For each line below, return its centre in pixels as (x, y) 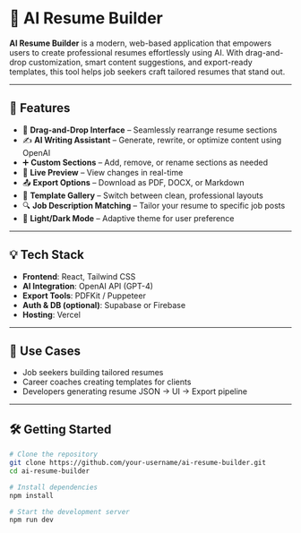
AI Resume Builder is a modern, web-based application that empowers (140, 43)
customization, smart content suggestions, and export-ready (140, 62)
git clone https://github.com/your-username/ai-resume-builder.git (138, 463)
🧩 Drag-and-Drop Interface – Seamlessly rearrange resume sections (150, 130)
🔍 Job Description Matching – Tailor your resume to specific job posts (154, 205)
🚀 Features (40, 108)
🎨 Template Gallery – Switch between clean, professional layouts (143, 195)
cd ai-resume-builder (50, 471)
